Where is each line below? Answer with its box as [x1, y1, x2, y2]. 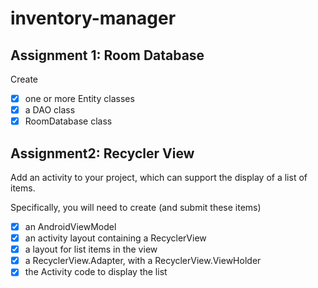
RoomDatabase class [24, 115, 113, 127]
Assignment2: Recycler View [10, 145, 195, 162]
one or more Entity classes [24, 93, 135, 104]
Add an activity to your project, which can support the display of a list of [10, 172, 308, 183]
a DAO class [24, 104, 76, 116]
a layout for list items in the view [24, 243, 158, 256]
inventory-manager [10, 7, 177, 30]
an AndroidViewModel [24, 221, 117, 232]
